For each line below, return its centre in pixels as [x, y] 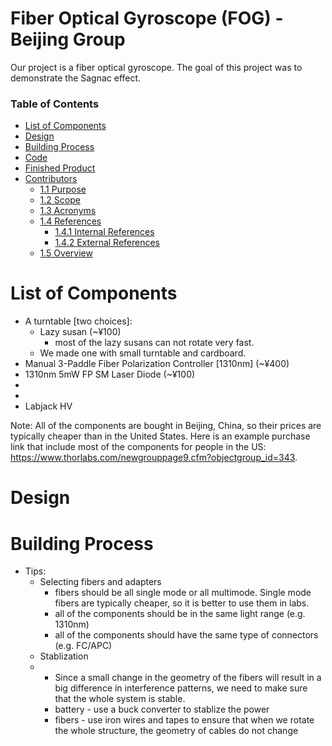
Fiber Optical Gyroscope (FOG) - [147, 18]
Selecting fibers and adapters [100, 582]
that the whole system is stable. [120, 699]
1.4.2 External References [107, 243]
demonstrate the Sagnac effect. [76, 78]
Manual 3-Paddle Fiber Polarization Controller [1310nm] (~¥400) [157, 364]
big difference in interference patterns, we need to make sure [181, 688]
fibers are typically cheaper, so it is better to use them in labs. [182, 603]
